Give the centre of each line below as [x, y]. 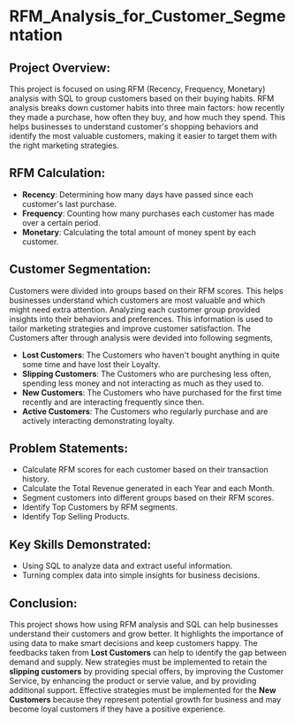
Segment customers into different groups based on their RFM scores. [148, 498]
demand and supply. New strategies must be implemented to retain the [138, 662]
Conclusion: [43, 603]
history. [36, 479]
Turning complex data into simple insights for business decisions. [141, 575]
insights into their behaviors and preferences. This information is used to [141, 319]
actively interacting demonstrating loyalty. [98, 420]
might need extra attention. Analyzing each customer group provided [135, 309]
